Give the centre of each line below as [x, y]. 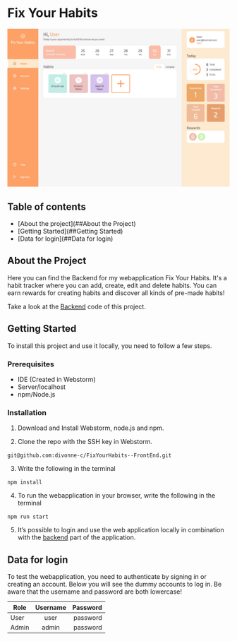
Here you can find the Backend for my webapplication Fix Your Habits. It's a [117, 277]
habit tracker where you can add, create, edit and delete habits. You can [112, 285]
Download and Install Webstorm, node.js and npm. [91, 428]
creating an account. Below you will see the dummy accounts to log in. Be [115, 585]
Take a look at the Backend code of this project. [77, 306]
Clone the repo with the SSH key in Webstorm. [85, 442]
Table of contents [47, 206]
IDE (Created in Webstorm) [57, 379]
